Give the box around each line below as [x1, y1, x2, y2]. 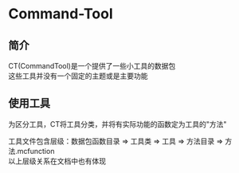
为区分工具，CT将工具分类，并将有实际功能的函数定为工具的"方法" [8, 119, 227, 128]
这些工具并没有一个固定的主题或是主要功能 [8, 71, 148, 81]
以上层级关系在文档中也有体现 [8, 156, 106, 166]
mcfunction [17, 146, 55, 155]
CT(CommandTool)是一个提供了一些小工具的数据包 [8, 61, 176, 70]
